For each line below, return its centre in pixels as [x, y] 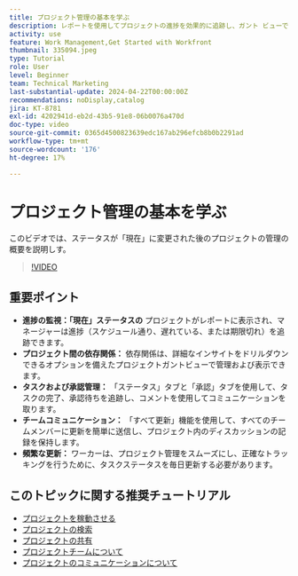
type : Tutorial [37, 59]
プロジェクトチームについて [72, 552]
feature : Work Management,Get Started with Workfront [111, 42]
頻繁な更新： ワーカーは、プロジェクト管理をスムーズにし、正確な [144, 454]
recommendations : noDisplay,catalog [77, 100]
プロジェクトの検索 [57, 530]
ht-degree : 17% [37, 158]
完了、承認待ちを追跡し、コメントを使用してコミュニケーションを [166, 398]
